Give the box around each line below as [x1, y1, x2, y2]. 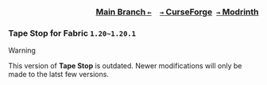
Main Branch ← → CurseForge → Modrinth [95, 6, 259, 17]
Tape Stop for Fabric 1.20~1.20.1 [8, 27, 137, 38]
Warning [8, 46, 36, 56]
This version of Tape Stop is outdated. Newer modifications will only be [8, 61, 242, 71]
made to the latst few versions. [8, 70, 110, 79]
